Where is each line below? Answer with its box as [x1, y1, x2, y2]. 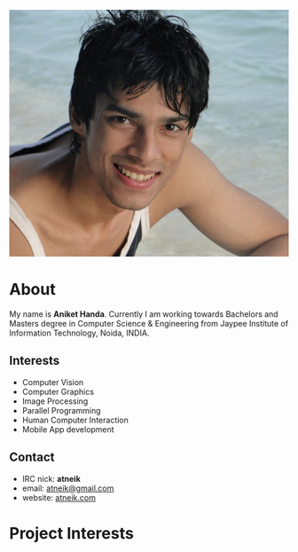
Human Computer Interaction [21, 414, 129, 425]
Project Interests [9, 523, 135, 543]
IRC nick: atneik [21, 473, 82, 484]
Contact [9, 450, 55, 465]
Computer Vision [21, 376, 84, 387]
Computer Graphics [21, 386, 95, 397]
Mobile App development [21, 423, 114, 435]
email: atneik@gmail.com [21, 483, 114, 493]
